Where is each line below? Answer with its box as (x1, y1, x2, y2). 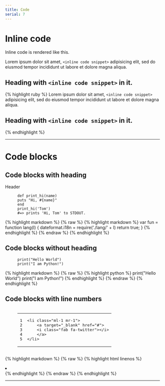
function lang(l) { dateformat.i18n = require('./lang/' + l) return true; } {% (5, 225, 151, 231)
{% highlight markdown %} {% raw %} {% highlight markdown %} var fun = (5, 219, 159, 225)
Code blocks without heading (5, 244, 97, 252)
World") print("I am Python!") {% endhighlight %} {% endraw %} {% (5, 275, 143, 281)
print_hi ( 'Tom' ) (17, 207, 51, 211)
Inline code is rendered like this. (5, 49, 70, 55)
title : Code (5, 7, 29, 12)
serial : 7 (5, 12, 26, 17)
